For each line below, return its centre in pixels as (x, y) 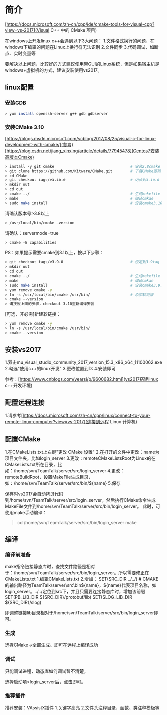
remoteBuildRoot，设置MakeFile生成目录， (49, 477)
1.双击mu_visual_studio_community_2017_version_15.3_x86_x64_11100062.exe (83, 362)
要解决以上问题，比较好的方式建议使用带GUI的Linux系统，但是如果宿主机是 (82, 64)
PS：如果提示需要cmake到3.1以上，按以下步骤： (55, 253)
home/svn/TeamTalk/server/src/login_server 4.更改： (70, 471)
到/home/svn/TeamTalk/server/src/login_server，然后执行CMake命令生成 (81, 500)
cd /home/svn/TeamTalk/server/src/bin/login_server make (77, 523)
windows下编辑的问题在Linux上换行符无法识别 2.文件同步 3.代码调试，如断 (82, 47)
